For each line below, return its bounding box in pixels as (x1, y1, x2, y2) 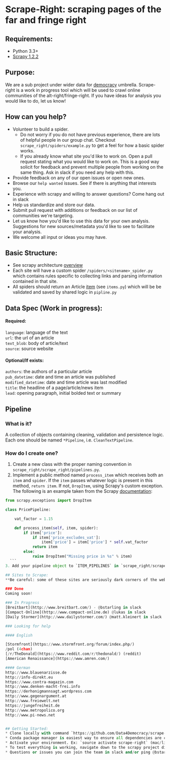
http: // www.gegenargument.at (5, 693, 67, 699)
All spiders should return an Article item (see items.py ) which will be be (12, 283, 162, 290)
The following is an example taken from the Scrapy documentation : (12, 488, 153, 494)
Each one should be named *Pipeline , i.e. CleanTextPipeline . (5, 437, 134, 443)
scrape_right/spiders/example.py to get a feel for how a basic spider (20, 142, 164, 148)
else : (23, 549, 35, 554)
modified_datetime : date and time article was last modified (5, 379, 127, 386)
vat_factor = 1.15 (14, 516, 53, 521)
